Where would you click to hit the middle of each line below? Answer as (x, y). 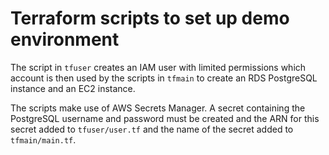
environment (65, 39)
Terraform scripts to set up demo (150, 18)
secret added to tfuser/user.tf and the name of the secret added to (152, 129)
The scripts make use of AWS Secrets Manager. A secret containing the (158, 108)
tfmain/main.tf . (43, 139)
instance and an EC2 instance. (73, 88)
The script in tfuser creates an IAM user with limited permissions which (158, 67)
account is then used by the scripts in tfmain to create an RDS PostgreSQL (164, 78)
